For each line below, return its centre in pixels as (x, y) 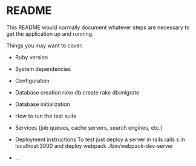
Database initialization (43, 104)
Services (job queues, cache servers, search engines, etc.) (89, 127)
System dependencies (43, 69)
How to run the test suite (46, 116)
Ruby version (31, 57)
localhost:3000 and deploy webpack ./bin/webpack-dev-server (94, 145)
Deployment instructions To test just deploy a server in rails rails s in (100, 139)
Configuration (32, 81)
